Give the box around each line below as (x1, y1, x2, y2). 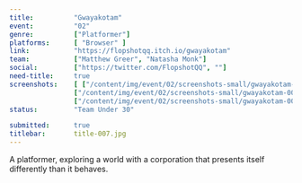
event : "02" (9, 22, 91, 30)
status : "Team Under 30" (9, 105, 135, 114)
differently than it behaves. (9, 163, 109, 174)
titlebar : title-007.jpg (9, 129, 127, 139)
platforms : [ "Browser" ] (9, 38, 127, 48)
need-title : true (9, 72, 91, 81)
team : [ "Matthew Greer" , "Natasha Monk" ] (9, 55, 207, 64)
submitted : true (9, 121, 91, 130)
